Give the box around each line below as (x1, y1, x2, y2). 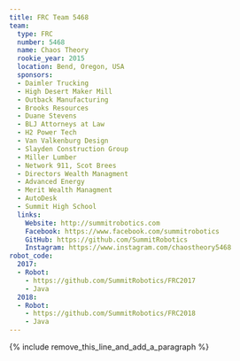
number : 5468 (17, 37, 66, 47)
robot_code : (9, 251, 53, 261)
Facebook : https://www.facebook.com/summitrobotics (25, 227, 220, 235)
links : (17, 210, 42, 219)
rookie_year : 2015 (17, 54, 86, 63)
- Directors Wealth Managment (17, 169, 128, 178)
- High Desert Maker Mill (17, 87, 113, 96)
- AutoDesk (17, 194, 58, 204)
